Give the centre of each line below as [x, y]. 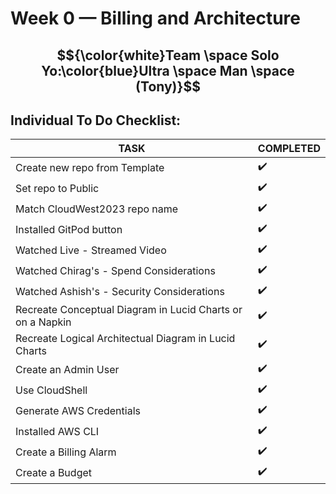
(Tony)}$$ [168, 86]
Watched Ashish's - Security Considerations [120, 291]
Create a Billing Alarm [66, 452]
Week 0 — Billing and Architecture [155, 18]
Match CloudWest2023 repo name [97, 209]
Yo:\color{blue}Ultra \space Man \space [168, 70]
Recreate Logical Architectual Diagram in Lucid [125, 339]
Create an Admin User [67, 369]
